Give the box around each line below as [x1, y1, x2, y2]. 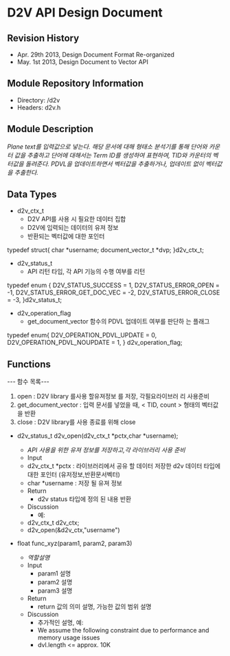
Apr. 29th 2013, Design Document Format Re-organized [16, 50, 175, 59]
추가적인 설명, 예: [37, 618, 84, 627]
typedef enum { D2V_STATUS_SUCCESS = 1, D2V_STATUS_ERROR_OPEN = [7, 281, 220, 290]
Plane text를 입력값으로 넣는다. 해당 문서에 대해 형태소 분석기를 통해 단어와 [7, 142, 208, 151]
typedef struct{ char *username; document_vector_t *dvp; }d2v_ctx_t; [7, 246, 205, 254]
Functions [7, 358, 51, 370]
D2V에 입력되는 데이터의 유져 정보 [27, 224, 119, 232]
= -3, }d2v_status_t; [7, 296, 62, 304]
